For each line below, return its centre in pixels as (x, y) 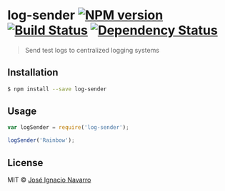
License (25, 163)
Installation (33, 72)
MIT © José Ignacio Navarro (49, 180)
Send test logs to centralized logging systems (92, 50)
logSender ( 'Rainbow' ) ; (41, 140)
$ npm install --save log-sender (57, 89)
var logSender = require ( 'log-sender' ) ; (69, 128)
